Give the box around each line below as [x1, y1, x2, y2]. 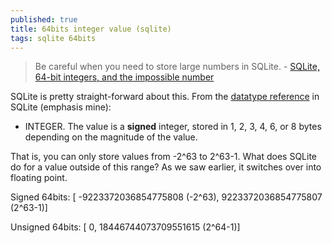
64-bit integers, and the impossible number [34, 71, 215, 83]
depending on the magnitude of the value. [24, 131, 198, 143]
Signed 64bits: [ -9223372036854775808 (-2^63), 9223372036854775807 [10, 191, 323, 203]
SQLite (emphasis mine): [10, 101, 112, 113]
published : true [10, 14, 78, 25]
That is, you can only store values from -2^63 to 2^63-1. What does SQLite [10, 151, 318, 163]
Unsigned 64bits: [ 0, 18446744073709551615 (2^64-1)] [10, 221, 241, 233]
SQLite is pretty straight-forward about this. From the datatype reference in [10, 91, 320, 103]
